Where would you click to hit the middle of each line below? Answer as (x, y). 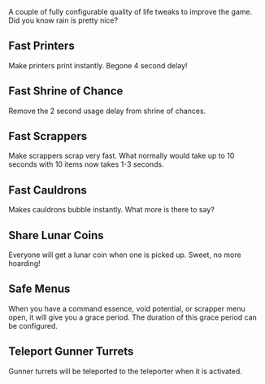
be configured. (33, 325)
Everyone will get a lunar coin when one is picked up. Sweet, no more (125, 255)
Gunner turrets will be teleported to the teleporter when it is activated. (125, 371)
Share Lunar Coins (56, 235)
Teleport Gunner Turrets (71, 352)
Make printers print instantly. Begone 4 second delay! (98, 65)
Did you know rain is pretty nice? (63, 20)
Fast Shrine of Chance (66, 92)
